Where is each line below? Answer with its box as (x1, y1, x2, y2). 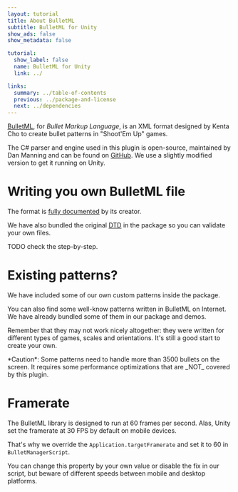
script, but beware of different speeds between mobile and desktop (7, 468, 206, 478)
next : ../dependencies (14, 103, 81, 110)
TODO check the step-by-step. (7, 242, 98, 251)
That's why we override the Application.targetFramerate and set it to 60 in (7, 440, 229, 449)
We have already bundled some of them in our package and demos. (7, 312, 207, 321)
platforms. (7, 476, 38, 485)
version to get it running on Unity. (7, 158, 105, 168)
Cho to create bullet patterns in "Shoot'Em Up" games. (7, 130, 168, 138)
